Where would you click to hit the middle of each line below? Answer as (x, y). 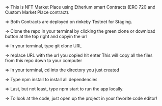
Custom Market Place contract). (37, 12)
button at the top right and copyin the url (46, 36)
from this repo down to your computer (44, 60)
